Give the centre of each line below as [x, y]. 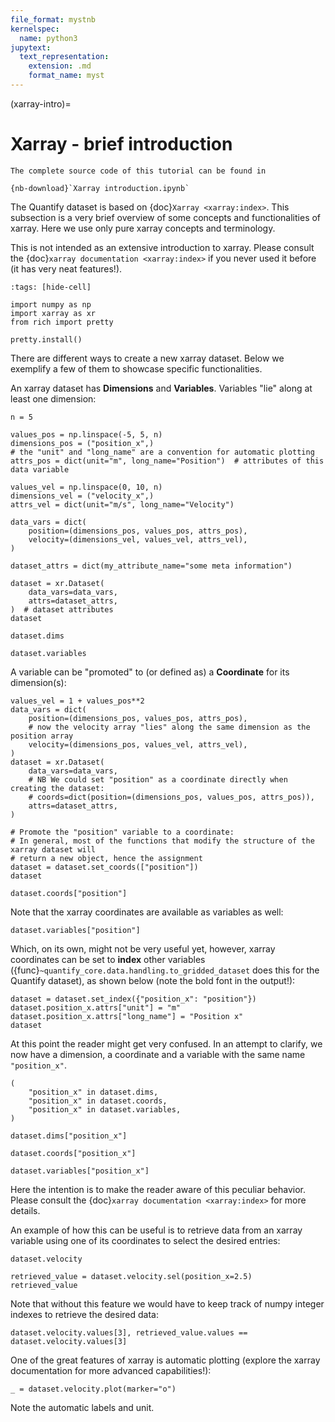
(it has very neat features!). [66, 268]
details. [25, 1210]
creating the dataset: [57, 788]
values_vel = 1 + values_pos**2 [77, 701]
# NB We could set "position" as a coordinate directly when [158, 779]
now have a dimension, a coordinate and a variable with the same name [158, 1054]
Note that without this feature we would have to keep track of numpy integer [167, 1303]
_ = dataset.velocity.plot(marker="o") [93, 1389]
